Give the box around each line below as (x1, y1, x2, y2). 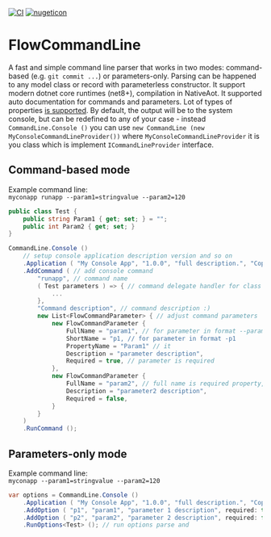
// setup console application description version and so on (23, 252, 232, 260)
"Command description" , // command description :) (37, 304, 211, 313)
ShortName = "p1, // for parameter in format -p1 (65, 334, 236, 342)
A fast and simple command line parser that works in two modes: (8, 62, 224, 72)
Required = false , (65, 394, 128, 403)
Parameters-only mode (8, 447, 127, 460)
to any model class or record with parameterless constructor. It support (8, 79, 246, 89)
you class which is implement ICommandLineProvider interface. (8, 140, 215, 149)
